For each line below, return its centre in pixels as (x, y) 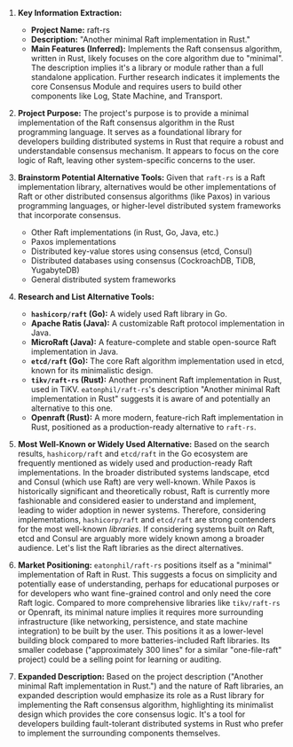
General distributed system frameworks (103, 279)
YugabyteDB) (55, 270)
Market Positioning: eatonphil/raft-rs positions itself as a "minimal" (145, 565)
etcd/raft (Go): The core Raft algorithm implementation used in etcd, (158, 361)
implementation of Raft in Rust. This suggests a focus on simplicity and (147, 574)
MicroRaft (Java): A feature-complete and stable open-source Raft (154, 342)
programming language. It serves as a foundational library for (130, 132)
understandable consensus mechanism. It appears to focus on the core (148, 151)
